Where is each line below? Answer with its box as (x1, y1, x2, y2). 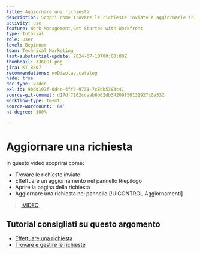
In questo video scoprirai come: (6, 160, 84, 167)
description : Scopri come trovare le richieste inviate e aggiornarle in (6, 14, 195, 20)
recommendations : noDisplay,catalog (6, 70, 98, 76)
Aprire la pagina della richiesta (14, 183, 90, 191)
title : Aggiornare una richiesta (6, 8, 90, 15)
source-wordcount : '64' (6, 103, 66, 109)
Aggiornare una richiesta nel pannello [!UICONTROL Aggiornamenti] (14, 190, 183, 197)
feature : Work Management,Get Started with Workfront (6, 25, 144, 32)
